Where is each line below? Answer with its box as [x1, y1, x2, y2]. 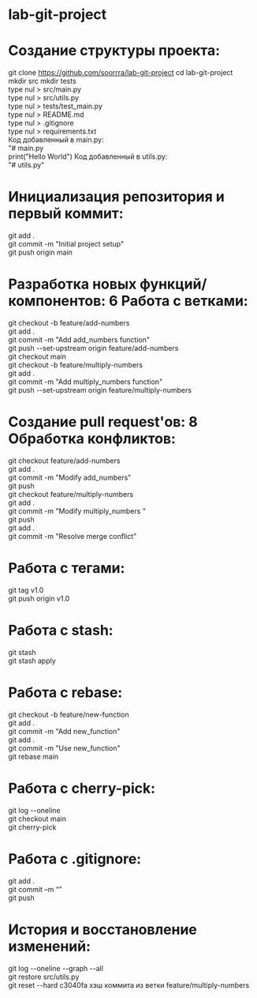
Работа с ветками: [121, 292, 248, 310]
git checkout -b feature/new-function [8, 710, 129, 719]
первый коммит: [8, 205, 124, 223]
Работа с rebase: [8, 684, 123, 701]
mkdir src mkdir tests [8, 77, 76, 86]
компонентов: [8, 292, 106, 310]
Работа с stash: [8, 622, 114, 639]
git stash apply [8, 656, 57, 665]
